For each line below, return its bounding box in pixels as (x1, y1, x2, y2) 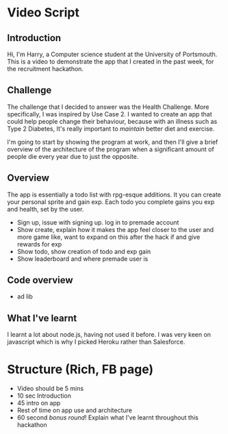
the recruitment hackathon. (7, 65, 84, 73)
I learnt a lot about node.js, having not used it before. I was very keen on (7, 331, 211, 339)
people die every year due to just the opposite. (7, 152, 139, 160)
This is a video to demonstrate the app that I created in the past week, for (7, 58, 214, 66)
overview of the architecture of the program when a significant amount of (7, 145, 214, 153)
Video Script (7, 5, 80, 21)
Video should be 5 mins (16, 385, 84, 393)
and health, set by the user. (7, 205, 84, 213)
